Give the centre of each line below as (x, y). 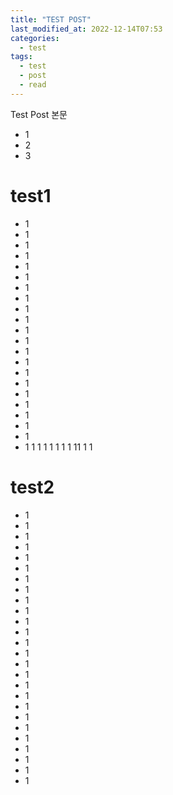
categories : (35, 38)
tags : (21, 57)
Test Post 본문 (39, 114)
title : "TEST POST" (51, 19)
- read (33, 85)
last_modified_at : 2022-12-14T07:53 (86, 29)
